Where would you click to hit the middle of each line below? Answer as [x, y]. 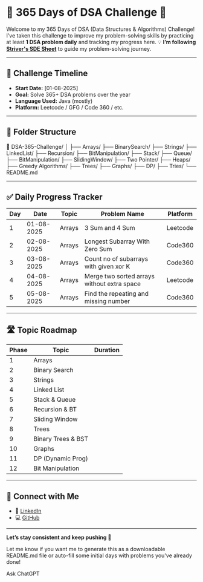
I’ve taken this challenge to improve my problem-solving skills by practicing [100, 35]
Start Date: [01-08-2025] [47, 88]
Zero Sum [98, 249]
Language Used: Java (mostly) [54, 101]
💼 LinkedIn [28, 511]
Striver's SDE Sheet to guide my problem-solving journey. [79, 48]
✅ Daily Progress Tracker [54, 197]
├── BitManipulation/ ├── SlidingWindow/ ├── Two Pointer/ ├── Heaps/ [98, 159]
